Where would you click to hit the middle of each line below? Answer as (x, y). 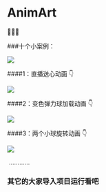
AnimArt (32, 13)
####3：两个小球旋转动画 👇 (47, 133)
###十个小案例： (31, 46)
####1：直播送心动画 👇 (41, 73)
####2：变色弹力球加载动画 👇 (50, 103)
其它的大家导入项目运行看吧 (53, 181)
